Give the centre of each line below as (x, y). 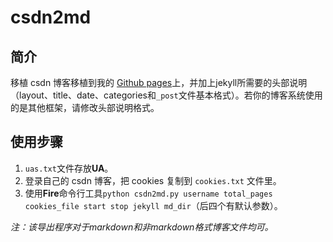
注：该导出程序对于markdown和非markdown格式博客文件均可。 (142, 227)
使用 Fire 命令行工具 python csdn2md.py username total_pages (148, 193)
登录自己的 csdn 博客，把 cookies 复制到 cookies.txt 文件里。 (153, 180)
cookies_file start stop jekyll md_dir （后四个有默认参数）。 (153, 205)
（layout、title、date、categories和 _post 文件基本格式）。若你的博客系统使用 (166, 95)
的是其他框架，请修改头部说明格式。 (85, 107)
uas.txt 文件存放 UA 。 (69, 168)
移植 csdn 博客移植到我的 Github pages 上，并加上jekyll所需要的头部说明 (159, 82)
